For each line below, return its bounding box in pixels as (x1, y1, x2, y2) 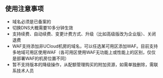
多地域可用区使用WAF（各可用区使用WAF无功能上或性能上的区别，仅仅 (12, 49, 156, 55)
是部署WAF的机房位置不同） (12, 55, 70, 61)
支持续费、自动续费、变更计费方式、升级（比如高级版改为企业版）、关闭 (12, 31, 156, 37)
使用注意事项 (5, 4, 44, 13)
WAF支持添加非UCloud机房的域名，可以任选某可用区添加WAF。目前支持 (12, 43, 158, 49)
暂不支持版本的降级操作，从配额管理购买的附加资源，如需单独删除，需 (12, 61, 154, 67)
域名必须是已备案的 (12, 19, 51, 25)
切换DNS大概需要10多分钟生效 (12, 25, 73, 30)
